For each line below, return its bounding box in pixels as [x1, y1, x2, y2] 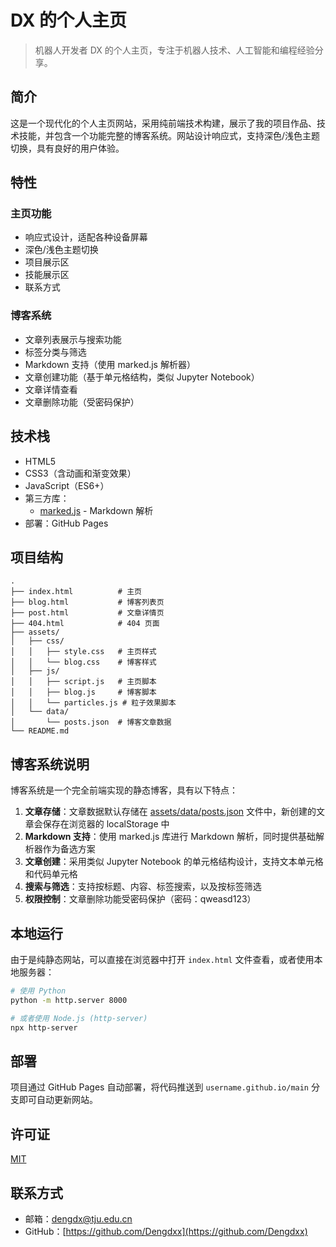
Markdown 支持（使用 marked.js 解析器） [24, 358, 196, 370]
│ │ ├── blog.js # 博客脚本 [10, 687, 157, 698]
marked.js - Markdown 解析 [39, 504, 154, 516]
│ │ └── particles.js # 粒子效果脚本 [10, 698, 177, 708]
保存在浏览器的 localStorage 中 [42, 818, 170, 830]
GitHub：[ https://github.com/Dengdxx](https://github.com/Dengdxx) [24, 1225, 308, 1237]
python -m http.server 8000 [10, 995, 128, 1005]
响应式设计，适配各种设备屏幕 [24, 231, 148, 243]
